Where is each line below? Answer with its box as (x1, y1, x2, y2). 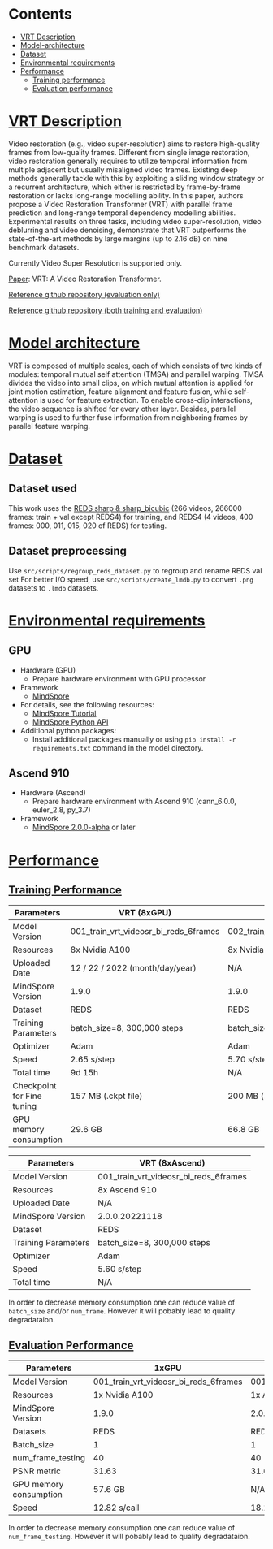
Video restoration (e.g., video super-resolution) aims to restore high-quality (8, 139, 260, 149)
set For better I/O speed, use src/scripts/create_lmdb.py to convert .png (8, 574, 254, 584)
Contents (8, 5, 73, 24)
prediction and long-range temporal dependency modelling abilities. (8, 208, 236, 218)
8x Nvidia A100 (70, 944, 131, 955)
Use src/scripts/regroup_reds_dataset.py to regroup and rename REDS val (8, 565, 262, 575)
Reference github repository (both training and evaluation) (8, 305, 203, 315)
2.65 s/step (70, 1054, 115, 1065)
